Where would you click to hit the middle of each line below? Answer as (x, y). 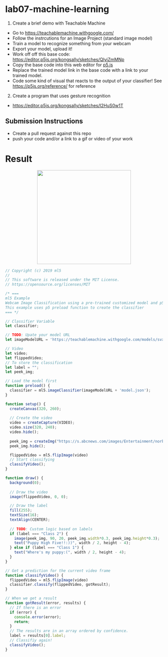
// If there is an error (35, 607)
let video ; (16, 353)
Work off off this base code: (41, 54)
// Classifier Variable (30, 321)
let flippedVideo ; (24, 358)
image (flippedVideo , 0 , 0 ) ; (39, 497)
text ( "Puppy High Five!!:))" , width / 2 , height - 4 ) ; (72, 543)
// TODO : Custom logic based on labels (51, 529)
